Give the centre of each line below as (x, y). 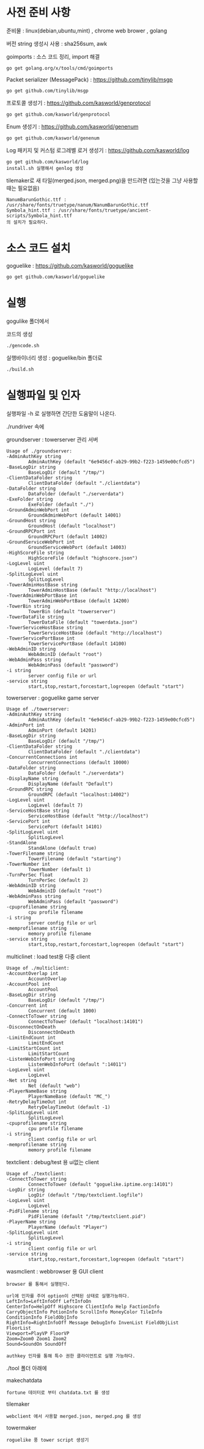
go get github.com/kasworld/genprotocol (59, 114)
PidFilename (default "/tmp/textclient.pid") (87, 1216)
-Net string (21, 1080)
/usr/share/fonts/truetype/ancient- (105, 210)
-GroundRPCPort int (31, 531)
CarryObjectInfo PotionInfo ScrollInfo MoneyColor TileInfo (85, 1312)
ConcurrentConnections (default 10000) (79, 762)
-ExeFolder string (30, 499)
